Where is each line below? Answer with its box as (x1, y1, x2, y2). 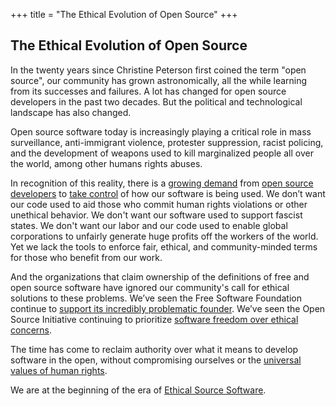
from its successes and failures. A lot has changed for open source (10, 85, 287, 97)
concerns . (10, 324, 53, 336)
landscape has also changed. (10, 106, 132, 118)
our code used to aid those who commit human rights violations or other (10, 198, 308, 210)
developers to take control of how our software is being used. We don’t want (10, 187, 326, 199)
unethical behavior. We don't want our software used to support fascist (10, 209, 303, 221)
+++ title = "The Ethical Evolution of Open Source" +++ (10, 9, 238, 20)
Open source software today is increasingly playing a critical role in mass (10, 125, 312, 138)
